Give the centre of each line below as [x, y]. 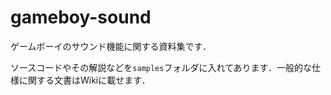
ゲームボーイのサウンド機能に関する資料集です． [111, 46]
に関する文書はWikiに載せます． [84, 80]
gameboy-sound [81, 17]
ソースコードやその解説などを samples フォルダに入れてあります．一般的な [161, 67]
